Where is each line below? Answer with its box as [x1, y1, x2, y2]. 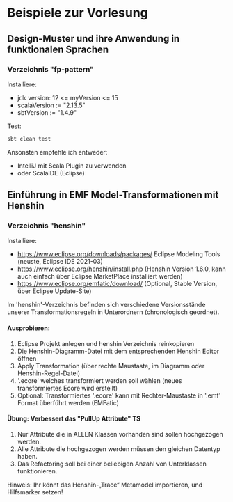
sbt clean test [7, 135, 51, 142]
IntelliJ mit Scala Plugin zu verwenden [17, 162, 127, 170]
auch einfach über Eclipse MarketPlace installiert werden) [17, 272, 183, 281]
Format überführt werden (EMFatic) [17, 398, 120, 407]
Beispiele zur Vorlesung [7, 5, 148, 21]
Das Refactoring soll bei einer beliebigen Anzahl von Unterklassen [17, 460, 207, 468]
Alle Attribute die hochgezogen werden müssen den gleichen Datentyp [17, 444, 220, 453]
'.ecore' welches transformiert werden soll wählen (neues [17, 376, 182, 384]
